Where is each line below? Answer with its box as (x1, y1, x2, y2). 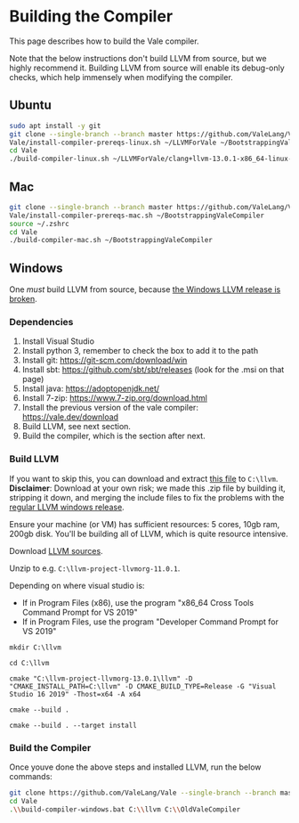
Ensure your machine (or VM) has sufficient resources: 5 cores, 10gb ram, (9, 518, 280, 529)
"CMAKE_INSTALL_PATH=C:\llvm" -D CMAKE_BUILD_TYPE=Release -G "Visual (9, 681, 277, 691)
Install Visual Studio (21, 336, 95, 346)
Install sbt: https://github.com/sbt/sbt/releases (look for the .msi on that (21, 364, 285, 375)
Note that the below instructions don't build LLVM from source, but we (9, 53, 267, 63)
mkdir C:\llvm (9, 643, 62, 652)
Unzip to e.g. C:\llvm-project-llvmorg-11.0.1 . (9, 563, 181, 574)
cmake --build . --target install (9, 721, 138, 729)
